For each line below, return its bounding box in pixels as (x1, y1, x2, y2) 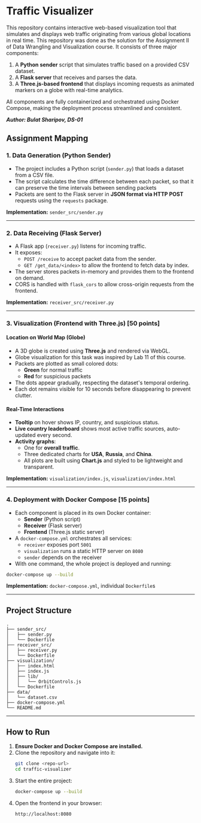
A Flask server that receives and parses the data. (14, 74, 138, 81)
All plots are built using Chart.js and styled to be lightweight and (23, 457, 183, 464)
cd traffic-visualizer (14, 766, 72, 772)
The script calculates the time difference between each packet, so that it (14, 178, 194, 185)
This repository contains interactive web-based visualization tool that (6, 24, 176, 31)
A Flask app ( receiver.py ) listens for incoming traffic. (14, 242, 147, 250)
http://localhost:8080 (14, 811, 72, 817)
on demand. (14, 274, 45, 281)
